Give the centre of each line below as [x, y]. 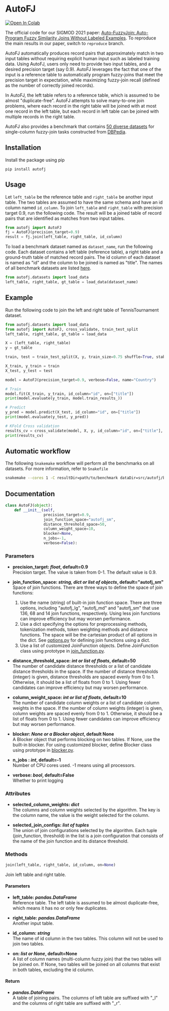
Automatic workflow [38, 451]
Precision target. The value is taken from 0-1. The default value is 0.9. [84, 572]
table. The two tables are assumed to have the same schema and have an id [84, 202]
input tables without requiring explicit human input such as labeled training [82, 58]
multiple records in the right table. [40, 116]
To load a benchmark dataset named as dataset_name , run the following [79, 247]
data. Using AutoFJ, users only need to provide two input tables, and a [78, 64]
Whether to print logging [38, 780]
